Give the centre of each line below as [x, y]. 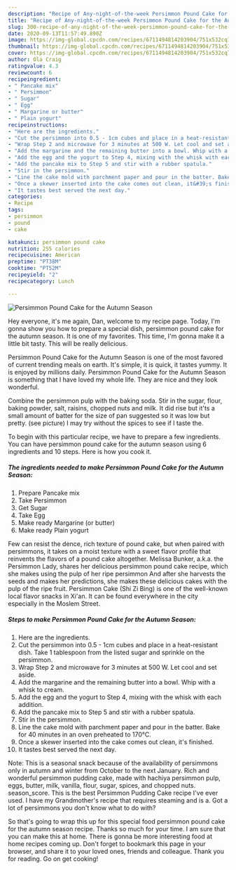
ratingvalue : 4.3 [33, 66]
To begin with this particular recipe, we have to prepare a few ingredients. [114, 436]
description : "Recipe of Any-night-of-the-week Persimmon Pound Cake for [118, 14]
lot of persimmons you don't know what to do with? [82, 807]
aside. [27, 675]
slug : [16, 27]
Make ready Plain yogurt [54, 530]
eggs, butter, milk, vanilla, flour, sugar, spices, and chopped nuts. [102, 785]
